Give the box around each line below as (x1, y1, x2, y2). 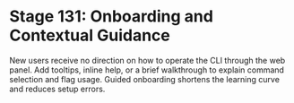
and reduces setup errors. (9, 83, 106, 94)
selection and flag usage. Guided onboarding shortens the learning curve (9, 73, 281, 84)
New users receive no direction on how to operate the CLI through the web (9, 55, 286, 65)
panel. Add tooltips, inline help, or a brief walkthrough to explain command (9, 64, 285, 75)
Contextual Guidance (9, 25, 170, 46)
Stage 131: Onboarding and (9, 6, 213, 27)
